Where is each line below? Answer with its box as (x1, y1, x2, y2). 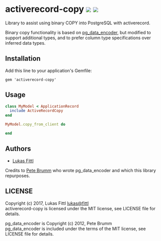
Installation (5, 55, 41, 63)
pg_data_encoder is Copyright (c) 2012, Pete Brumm (5, 220, 112, 226)
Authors (5, 145, 31, 153)
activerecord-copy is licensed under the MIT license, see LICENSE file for (5, 205, 156, 211)
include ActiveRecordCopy (9, 108, 64, 114)
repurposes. (5, 173, 30, 179)
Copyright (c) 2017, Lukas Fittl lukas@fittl (5, 200, 89, 206)
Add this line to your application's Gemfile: (5, 67, 92, 73)
